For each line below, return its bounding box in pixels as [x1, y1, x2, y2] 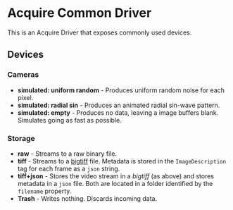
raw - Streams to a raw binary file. [17, 149, 118, 158]
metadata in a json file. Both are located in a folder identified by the [17, 179, 213, 187]
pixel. [17, 93, 34, 101]
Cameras [7, 70, 39, 80]
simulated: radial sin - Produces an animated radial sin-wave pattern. [17, 101, 220, 109]
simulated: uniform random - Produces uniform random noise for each [17, 86, 225, 94]
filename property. [17, 187, 72, 195]
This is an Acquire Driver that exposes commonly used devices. [7, 28, 192, 37]
